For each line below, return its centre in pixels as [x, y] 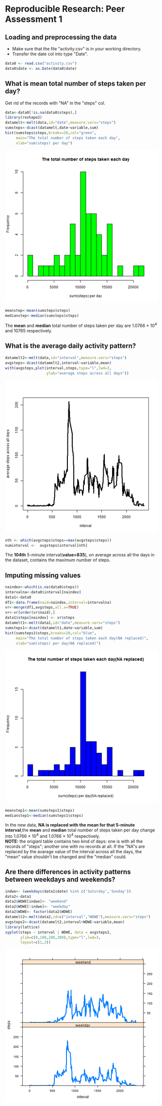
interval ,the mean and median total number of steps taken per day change [80, 830]
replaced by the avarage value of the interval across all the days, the [73, 851]
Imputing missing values [43, 575]
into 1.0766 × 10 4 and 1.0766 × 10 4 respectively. [53, 836]
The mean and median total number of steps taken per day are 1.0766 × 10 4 [81, 325]
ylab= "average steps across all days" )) [88, 373]
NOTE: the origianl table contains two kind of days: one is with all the [74, 841]
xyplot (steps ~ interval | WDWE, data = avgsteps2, [58, 932]
